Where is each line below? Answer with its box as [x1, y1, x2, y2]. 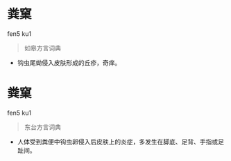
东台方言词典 [24, 122, 61, 131]
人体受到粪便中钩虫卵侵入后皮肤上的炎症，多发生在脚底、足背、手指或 [17, 138, 219, 146]
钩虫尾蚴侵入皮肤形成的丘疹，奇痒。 [17, 58, 121, 66]
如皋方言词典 [24, 44, 61, 52]
